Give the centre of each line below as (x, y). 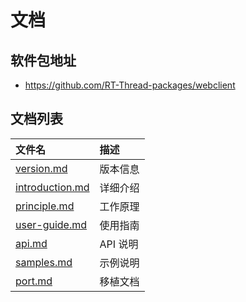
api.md (31, 243)
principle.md (45, 206)
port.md (34, 281)
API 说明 (119, 244)
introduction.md (52, 187)
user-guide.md (51, 224)
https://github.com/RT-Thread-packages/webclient (130, 85)
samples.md (44, 262)
